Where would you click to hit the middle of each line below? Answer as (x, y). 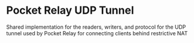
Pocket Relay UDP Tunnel (70, 10)
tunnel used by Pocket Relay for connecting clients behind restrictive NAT (97, 33)
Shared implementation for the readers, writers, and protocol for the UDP (96, 27)
